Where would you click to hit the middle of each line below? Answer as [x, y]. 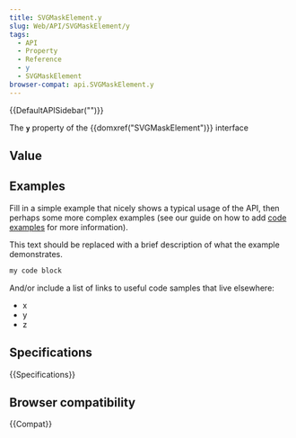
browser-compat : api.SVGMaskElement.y [82, 85]
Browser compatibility [73, 402]
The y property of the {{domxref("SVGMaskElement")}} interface [129, 128]
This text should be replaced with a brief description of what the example [144, 245]
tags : [19, 34]
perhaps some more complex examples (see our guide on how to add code [148, 218]
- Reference [40, 59]
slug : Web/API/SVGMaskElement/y [70, 26]
